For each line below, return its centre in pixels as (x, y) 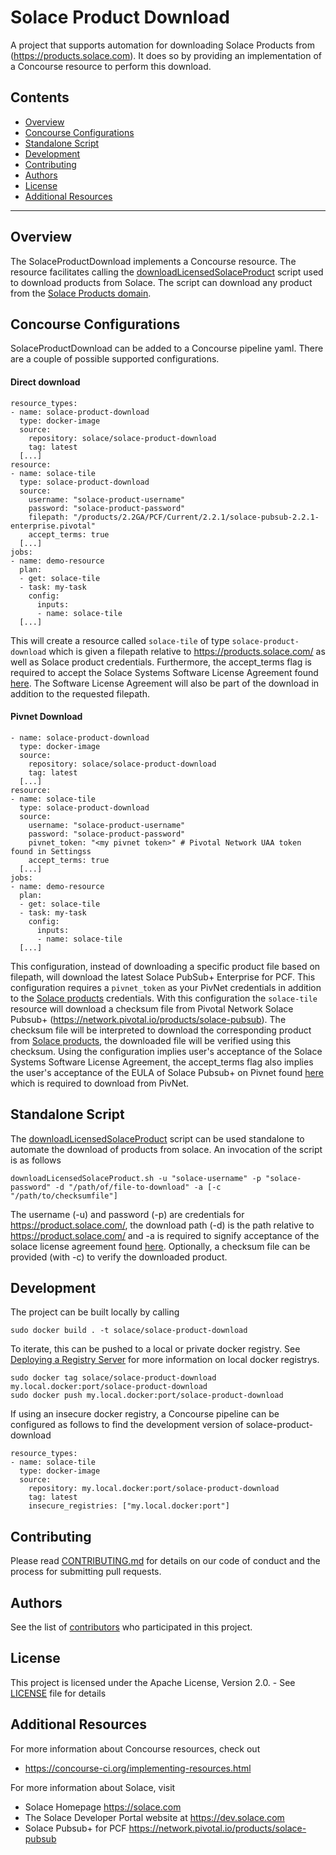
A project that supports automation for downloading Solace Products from (163, 45)
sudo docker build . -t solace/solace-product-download (129, 1331)
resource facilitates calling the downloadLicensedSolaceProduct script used (167, 272)
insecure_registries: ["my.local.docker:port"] (129, 1506)
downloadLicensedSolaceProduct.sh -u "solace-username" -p (136, 1178)
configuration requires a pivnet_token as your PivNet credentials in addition (166, 987)
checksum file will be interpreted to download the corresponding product (161, 1030)
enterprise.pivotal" (53, 526)
